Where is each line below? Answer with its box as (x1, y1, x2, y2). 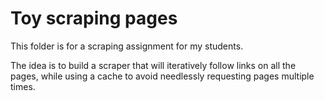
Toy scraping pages (10, 7, 178, 30)
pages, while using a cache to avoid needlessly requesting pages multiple (10, 70, 315, 82)
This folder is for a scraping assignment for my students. (10, 40, 244, 52)
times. (10, 80, 36, 92)
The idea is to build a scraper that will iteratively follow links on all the (10, 59, 297, 71)
